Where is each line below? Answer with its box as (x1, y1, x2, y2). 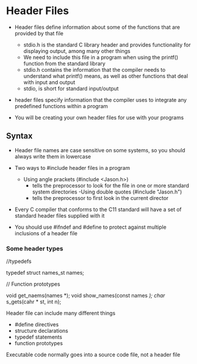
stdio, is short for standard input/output (23, 85, 119, 92)
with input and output (23, 78, 75, 86)
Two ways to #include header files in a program (14, 164, 131, 171)
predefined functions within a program (14, 102, 108, 109)
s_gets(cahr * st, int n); (6, 298, 62, 305)
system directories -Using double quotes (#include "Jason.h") (32, 188, 182, 195)
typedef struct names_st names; (6, 269, 84, 276)
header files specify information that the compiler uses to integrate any (14, 96, 187, 103)
